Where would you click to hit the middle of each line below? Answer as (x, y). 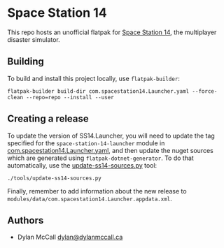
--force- (205, 91)
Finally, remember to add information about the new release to (97, 191)
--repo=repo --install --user (70, 97)
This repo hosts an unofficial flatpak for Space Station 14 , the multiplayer (112, 32)
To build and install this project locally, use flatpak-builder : (94, 78)
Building (26, 62)
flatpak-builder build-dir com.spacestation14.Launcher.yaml (98, 91)
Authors (26, 220)
